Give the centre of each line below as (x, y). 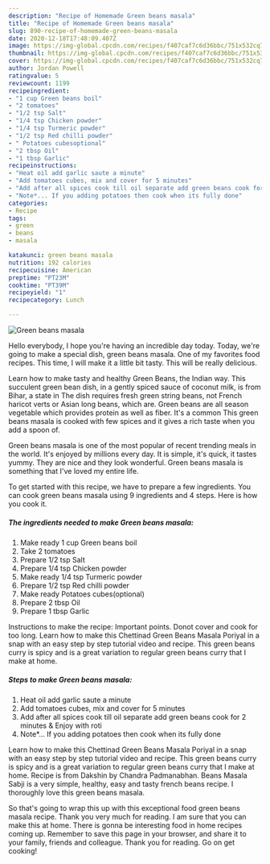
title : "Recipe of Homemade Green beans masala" (91, 23)
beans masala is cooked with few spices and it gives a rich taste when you (132, 421)
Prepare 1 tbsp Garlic (55, 611)
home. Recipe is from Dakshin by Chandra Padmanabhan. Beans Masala (128, 775)
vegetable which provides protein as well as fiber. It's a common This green (133, 413)
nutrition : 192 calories (50, 263)
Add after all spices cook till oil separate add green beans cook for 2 (133, 717)
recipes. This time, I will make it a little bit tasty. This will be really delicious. (133, 363)
